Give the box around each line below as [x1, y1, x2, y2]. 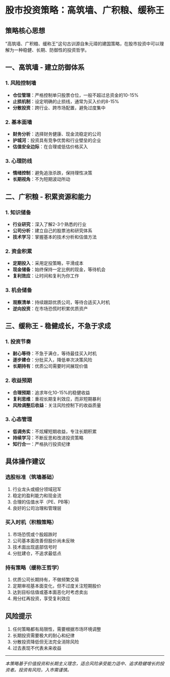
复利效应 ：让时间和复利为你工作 [12, 273, 79, 279]
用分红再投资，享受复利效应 [12, 596, 71, 602]
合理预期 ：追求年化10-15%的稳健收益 [12, 390, 90, 396]
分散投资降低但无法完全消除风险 [12, 639, 79, 645]
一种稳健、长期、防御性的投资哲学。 [14, 47, 89, 53]
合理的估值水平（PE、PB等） [12, 499, 73, 505]
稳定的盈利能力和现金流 [12, 492, 62, 498]
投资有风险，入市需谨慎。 [18, 666, 72, 672]
